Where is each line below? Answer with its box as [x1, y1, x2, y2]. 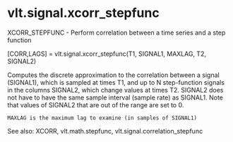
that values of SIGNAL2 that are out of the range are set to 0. [7, 100, 184, 109]
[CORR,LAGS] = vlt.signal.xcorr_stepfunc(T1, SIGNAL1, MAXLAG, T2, [7, 49, 207, 58]
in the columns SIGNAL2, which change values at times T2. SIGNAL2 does [7, 85, 224, 94]
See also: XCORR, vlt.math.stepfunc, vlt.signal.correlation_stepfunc [7, 126, 203, 135]
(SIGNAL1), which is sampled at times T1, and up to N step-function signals [7, 78, 225, 86]
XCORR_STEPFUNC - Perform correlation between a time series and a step [7, 28, 226, 37]
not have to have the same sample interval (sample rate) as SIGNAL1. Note [7, 93, 224, 102]
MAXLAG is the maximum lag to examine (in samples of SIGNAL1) [7, 114, 198, 122]
